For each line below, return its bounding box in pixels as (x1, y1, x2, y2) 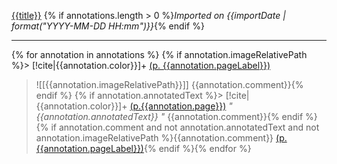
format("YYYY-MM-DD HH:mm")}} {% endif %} (11, 20, 205, 32)
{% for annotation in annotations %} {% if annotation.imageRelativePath (11, 49, 308, 60)
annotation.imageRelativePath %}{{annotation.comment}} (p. (35, 132, 288, 144)
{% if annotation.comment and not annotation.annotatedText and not (35, 121, 320, 133)
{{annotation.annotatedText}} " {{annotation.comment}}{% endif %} (35, 111, 318, 122)
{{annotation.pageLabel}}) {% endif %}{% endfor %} (35, 143, 252, 154)
